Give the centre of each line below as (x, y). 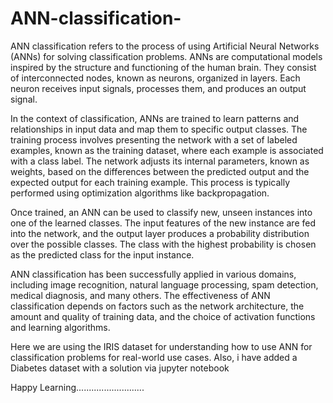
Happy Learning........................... (77, 387)
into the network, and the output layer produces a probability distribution (160, 233)
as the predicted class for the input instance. (102, 254)
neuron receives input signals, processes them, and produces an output (158, 88)
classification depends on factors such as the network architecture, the (157, 306)
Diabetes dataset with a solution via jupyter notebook (120, 368)
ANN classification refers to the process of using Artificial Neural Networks (165, 46)
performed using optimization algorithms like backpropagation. (140, 193)
